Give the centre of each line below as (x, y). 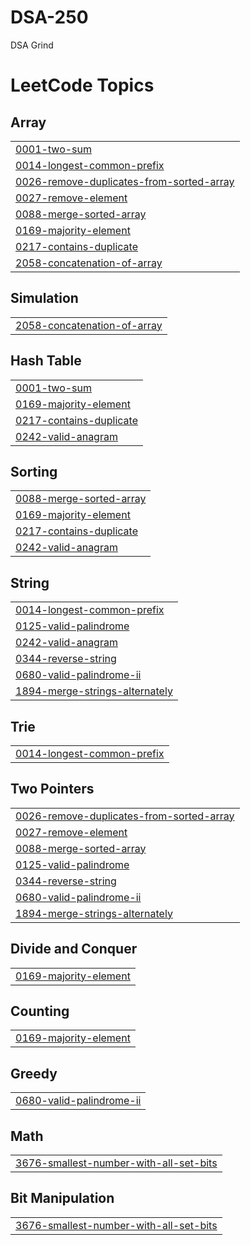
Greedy (34, 1073)
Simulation (44, 298)
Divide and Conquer (74, 949)
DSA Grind (32, 45)
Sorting (34, 471)
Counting (40, 1011)
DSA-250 (49, 17)
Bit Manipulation (62, 1198)
